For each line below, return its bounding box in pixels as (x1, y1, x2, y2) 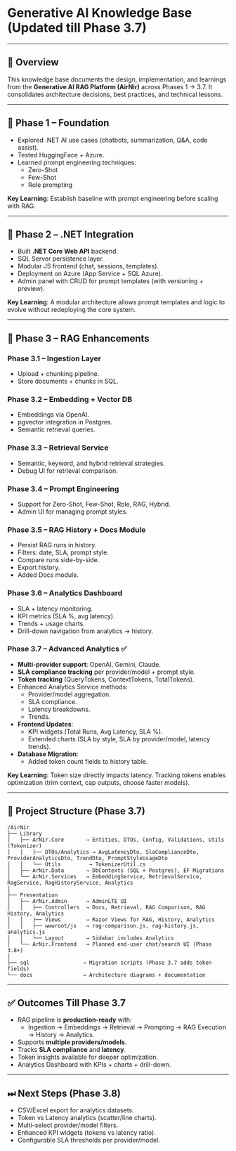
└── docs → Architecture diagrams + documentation (7, 971, 206, 978)
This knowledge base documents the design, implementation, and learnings (7, 75, 227, 84)
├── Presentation (7, 891, 58, 899)
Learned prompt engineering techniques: (17, 158, 137, 167)
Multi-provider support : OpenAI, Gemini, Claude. (17, 660, 162, 668)
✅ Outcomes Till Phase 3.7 (7, 997, 126, 1009)
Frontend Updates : (17, 720, 74, 728)
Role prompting (27, 181, 72, 189)
